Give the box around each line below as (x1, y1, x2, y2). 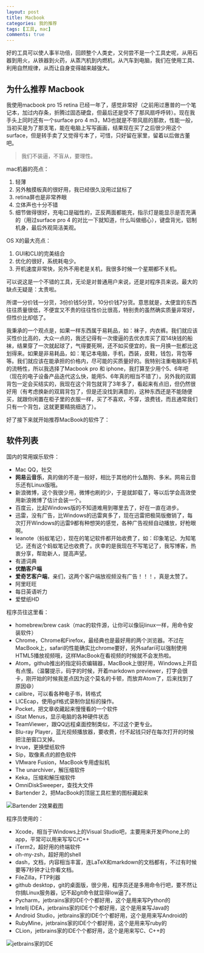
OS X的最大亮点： (6, 237, 52, 244)
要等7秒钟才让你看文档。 (15, 866, 77, 873)
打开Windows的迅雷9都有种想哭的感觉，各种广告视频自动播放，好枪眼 (20, 519, 196, 526)
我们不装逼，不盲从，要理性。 (21, 152, 96, 159)
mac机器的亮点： (6, 165, 50, 173)
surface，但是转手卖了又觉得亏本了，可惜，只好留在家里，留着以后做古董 (6, 132, 191, 139)
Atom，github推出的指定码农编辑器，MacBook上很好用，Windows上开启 (15, 659, 198, 666)
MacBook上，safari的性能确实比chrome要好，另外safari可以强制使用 (15, 644, 187, 651)
